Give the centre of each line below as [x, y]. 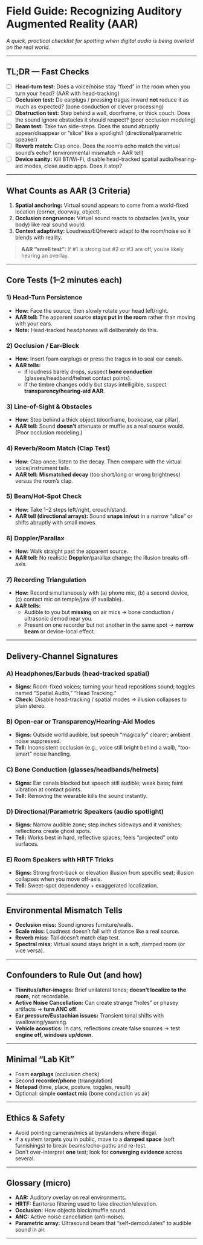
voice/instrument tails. [43, 468]
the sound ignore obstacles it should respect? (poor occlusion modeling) [105, 120]
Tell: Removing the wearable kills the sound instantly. [81, 796]
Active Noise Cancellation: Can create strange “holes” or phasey [97, 1002]
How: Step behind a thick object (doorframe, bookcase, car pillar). [98, 420]
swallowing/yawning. [41, 1022]
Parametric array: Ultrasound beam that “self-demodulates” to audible [103, 1223]
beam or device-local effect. [60, 632]
